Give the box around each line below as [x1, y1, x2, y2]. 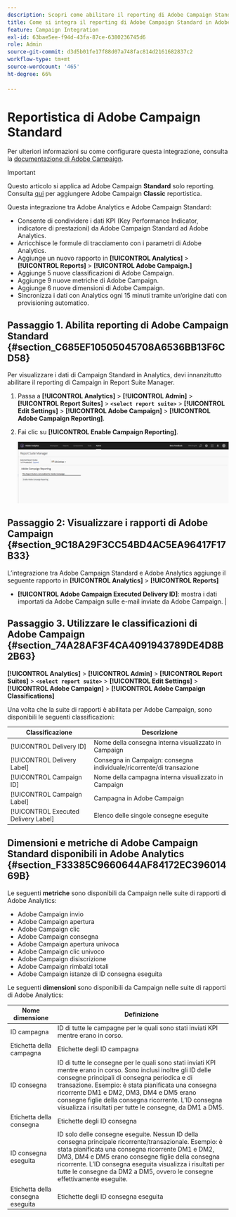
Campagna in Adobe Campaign [93, 794, 185, 802]
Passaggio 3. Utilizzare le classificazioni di [7, 618, 198, 630]
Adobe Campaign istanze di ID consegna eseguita [17, 970, 163, 978]
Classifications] [7, 691, 55, 700]
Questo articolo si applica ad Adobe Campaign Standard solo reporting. [7, 182, 216, 190]
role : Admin [7, 41, 42, 48]
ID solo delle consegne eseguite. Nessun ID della [57, 1130, 199, 1138]
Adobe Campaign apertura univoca [17, 939, 119, 948]
